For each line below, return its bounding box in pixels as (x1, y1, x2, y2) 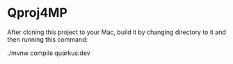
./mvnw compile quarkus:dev (7, 49, 90, 57)
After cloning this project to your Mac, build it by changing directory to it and (7, 28, 226, 36)
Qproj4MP (7, 5, 68, 21)
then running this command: (7, 35, 88, 43)
